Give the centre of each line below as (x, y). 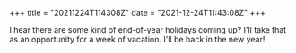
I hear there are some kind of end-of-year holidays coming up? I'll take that (148, 30)
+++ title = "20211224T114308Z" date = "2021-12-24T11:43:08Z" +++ (138, 13)
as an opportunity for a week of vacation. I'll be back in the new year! (137, 39)
